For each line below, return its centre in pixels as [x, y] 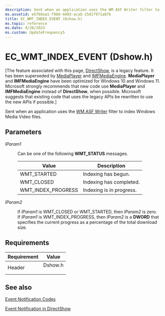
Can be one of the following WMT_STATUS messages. [73, 154]
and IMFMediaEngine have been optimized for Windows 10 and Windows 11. [83, 81]
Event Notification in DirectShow [38, 309]
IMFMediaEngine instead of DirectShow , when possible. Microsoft [73, 91]
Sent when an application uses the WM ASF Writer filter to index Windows [80, 111]
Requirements [27, 243]
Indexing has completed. [111, 182]
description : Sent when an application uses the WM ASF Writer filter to [82, 10]
